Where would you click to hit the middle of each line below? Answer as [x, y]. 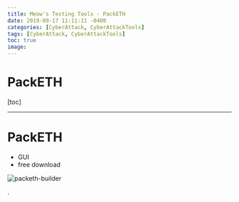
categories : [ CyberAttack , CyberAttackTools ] [76, 27]
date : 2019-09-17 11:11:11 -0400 [57, 21]
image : [17, 47]
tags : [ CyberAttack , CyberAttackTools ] [67, 34]
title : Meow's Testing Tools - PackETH [67, 14]
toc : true [22, 41]
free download [39, 164]
